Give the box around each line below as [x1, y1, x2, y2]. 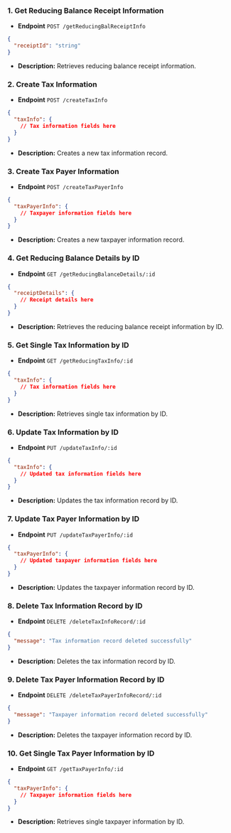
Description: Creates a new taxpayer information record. [17, 235, 185, 244]
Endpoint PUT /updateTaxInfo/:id [17, 443, 117, 451]
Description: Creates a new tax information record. [17, 149, 168, 157]
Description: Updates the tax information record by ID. [17, 496, 178, 505]
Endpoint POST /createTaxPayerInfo [17, 182, 124, 190]
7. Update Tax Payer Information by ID [7, 514, 140, 524]
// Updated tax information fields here [20, 470, 141, 478]
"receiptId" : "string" [14, 42, 81, 50]
